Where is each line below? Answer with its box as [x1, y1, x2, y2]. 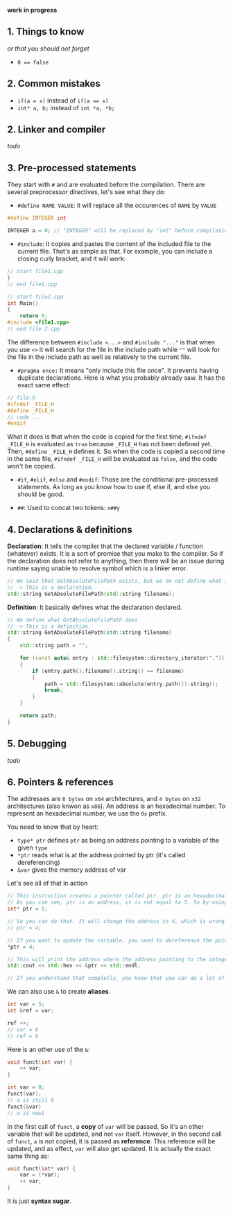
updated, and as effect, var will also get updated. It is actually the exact [7, 1144, 212, 1152]
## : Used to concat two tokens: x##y [17, 504, 120, 512]
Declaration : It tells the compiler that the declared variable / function [7, 542, 203, 550]
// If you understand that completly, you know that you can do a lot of [7, 975, 225, 982]
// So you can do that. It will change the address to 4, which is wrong [7, 918, 225, 925]
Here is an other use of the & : [7, 1045, 90, 1053]
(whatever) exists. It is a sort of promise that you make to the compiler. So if [7, 550, 223, 558]
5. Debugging [7, 738, 67, 750]
